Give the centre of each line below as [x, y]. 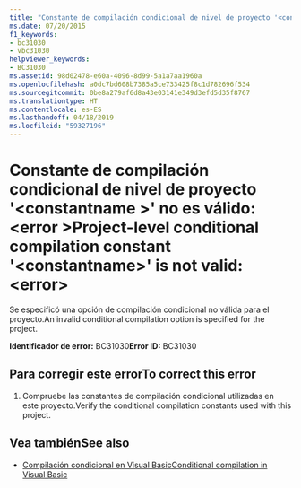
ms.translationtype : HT [54, 101]
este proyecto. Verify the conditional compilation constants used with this [157, 405]
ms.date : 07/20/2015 [48, 26]
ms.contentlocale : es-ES [56, 109]
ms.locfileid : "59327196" [57, 126]
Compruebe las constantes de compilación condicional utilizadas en [148, 396]
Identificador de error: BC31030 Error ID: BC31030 [103, 345]
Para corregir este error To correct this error [133, 375]
